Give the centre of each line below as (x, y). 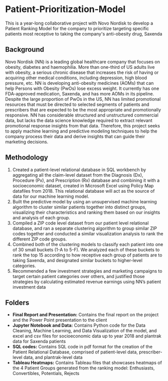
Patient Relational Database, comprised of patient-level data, (75, 352)
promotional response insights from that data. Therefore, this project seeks (83, 125)
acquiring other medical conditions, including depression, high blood (76, 78)
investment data (29, 287)
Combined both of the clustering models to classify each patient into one (88, 244)
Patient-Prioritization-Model (65, 9)
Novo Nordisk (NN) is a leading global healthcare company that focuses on (83, 62)
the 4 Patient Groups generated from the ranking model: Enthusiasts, (83, 368)
